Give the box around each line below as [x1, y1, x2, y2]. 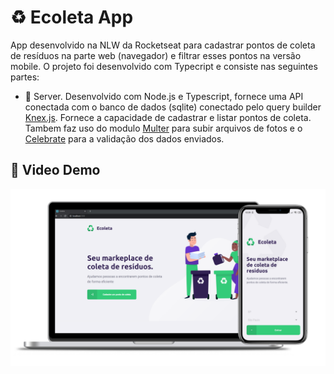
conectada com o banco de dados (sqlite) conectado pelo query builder [24, 101, 322, 113]
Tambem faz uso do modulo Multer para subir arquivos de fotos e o [24, 122, 303, 134]
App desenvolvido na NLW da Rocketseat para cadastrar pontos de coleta [10, 39, 316, 51]
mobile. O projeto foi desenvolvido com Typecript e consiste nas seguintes [10, 60, 318, 72]
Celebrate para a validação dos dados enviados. [24, 132, 225, 145]
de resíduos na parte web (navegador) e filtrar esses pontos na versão [10, 49, 302, 61]
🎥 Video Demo [10, 162, 101, 179]
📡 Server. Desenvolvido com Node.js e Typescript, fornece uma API [24, 90, 304, 102]
